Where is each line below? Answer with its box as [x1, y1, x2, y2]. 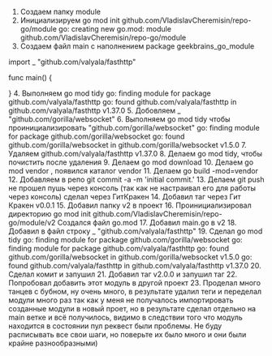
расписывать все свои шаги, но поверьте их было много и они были [8, 330, 247, 339]
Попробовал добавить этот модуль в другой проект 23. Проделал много [8, 278, 261, 287]
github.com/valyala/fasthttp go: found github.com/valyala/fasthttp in [8, 97, 237, 106]
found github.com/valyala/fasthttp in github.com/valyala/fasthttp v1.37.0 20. [8, 261, 261, 270]
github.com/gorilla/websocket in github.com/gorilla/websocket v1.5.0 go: [8, 252, 253, 262]
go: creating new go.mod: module [58, 24, 172, 33]
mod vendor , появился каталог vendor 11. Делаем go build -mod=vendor [8, 166, 258, 175]
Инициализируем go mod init [19, 15, 120, 25]
